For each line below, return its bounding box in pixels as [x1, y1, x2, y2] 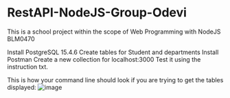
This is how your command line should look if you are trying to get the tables [7, 75, 224, 84]
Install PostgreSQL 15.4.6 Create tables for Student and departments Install [7, 48, 219, 56]
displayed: [7, 83, 36, 91]
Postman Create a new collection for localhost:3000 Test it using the [7, 55, 201, 63]
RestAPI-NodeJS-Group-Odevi [7, 5, 187, 21]
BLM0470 [7, 34, 36, 42]
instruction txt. [7, 62, 48, 71]
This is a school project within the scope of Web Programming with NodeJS [7, 27, 221, 36]
